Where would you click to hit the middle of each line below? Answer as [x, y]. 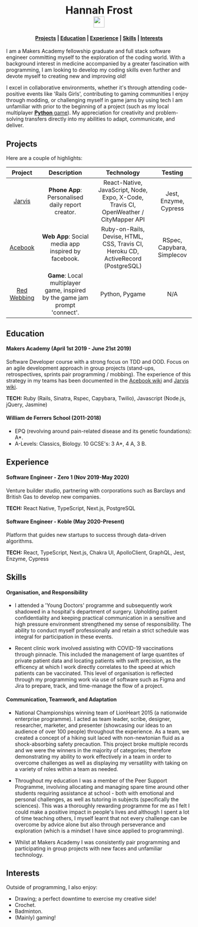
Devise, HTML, [123, 237]
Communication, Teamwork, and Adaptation [61, 699]
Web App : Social [65, 237]
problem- [167, 113]
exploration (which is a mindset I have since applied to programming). [99, 831]
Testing [173, 173]
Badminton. [29, 911]
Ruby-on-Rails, [123, 229]
